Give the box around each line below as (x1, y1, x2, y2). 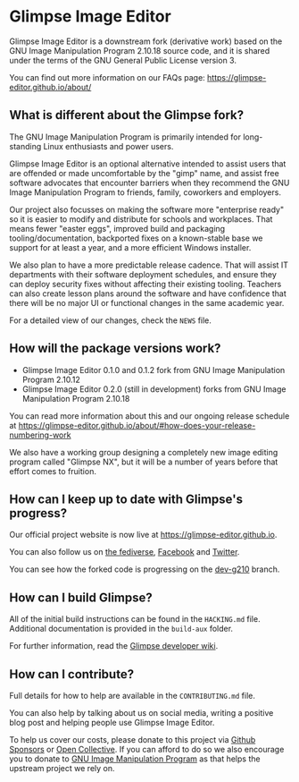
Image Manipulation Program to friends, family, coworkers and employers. (9, 186, 281, 198)
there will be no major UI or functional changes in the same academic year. (9, 297, 285, 308)
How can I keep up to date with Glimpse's (9, 491, 244, 506)
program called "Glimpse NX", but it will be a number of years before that (9, 456, 278, 467)
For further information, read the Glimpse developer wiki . (9, 641, 219, 651)
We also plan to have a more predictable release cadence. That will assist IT (9, 259, 288, 270)
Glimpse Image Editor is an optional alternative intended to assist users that (9, 158, 287, 169)
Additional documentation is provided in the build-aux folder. (9, 624, 234, 634)
